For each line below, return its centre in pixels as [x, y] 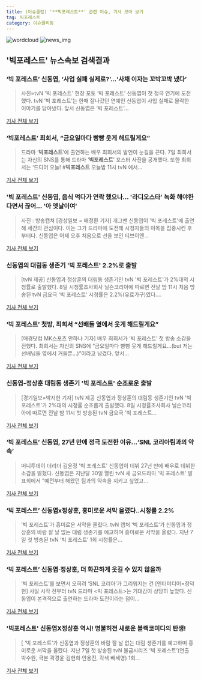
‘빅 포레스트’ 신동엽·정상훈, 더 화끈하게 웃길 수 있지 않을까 [84, 569]
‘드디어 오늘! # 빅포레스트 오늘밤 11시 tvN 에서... [87, 167]
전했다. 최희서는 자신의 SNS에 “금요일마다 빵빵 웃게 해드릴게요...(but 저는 [107, 346]
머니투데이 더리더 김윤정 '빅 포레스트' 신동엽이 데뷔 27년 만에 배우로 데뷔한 [108, 466]
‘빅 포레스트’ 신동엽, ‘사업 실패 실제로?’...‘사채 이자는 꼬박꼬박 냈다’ [97, 79]
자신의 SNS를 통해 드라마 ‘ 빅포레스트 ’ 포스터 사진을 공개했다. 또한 [103, 160]
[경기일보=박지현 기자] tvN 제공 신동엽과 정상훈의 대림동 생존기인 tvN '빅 [106, 398]
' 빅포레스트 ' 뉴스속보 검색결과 [58, 60]
